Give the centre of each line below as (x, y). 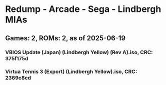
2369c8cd (18, 78)
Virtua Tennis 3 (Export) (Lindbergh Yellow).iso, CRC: (71, 72)
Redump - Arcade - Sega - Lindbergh (83, 9)
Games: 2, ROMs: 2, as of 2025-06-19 (65, 38)
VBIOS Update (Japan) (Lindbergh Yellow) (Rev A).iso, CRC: (79, 52)
